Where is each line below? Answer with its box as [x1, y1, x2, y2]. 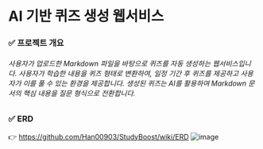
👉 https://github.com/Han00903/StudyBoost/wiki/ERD [8, 132, 189, 141]
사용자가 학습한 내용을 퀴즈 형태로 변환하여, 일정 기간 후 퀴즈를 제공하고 [18, 68, 239, 78]
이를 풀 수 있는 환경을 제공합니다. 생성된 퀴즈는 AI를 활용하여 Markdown [22, 78, 247, 88]
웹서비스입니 [212, 59, 252, 68]
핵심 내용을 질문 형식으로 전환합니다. [22, 88, 136, 97]
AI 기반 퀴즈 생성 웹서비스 [8, 7, 164, 25]
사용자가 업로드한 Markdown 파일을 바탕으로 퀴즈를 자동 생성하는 [8, 59, 211, 68]
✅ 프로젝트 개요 [8, 37, 64, 48]
